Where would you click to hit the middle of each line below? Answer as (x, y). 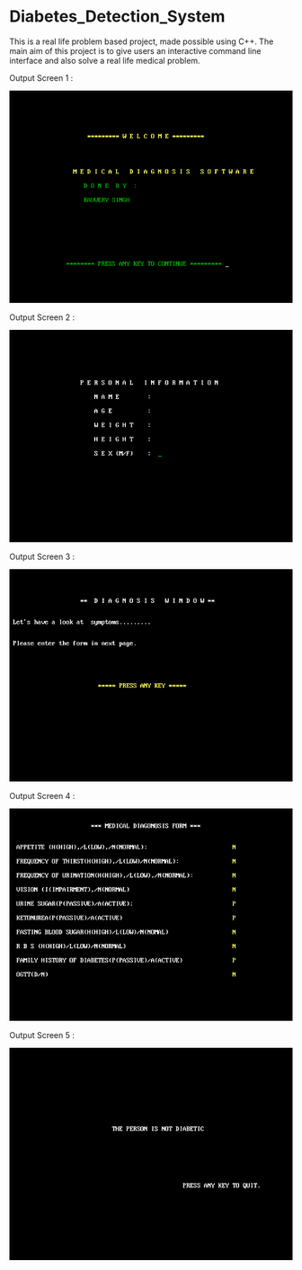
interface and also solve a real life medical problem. (105, 60)
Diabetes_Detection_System (117, 17)
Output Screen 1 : (41, 77)
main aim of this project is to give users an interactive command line (135, 50)
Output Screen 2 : (42, 317)
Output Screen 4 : (42, 795)
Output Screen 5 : (42, 1035)
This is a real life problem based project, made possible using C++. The (142, 41)
